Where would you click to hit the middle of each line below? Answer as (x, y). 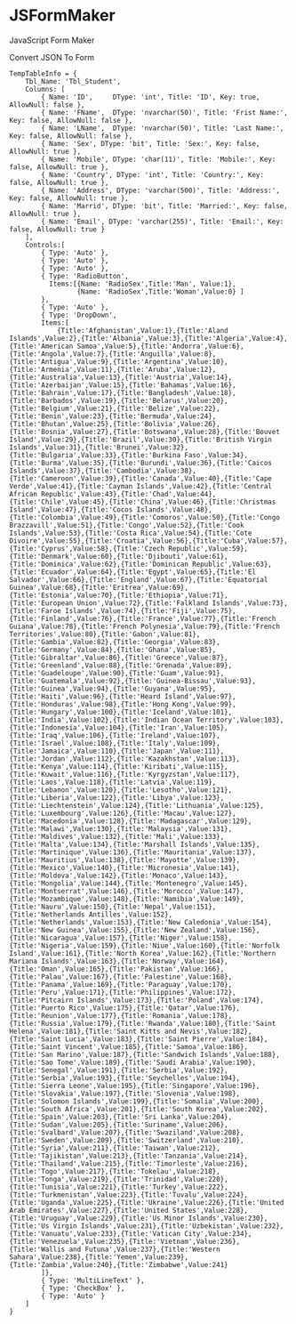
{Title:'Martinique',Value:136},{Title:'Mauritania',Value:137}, (132, 852)
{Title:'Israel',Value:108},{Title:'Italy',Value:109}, (115, 743)
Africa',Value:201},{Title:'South (129, 1109)
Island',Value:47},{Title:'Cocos (71, 509)
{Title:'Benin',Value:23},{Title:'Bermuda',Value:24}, (113, 416)
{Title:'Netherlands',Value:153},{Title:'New (95, 922)
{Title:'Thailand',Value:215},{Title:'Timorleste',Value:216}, (129, 1163)
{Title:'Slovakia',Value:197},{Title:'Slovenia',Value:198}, (125, 1094)
